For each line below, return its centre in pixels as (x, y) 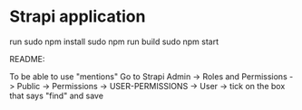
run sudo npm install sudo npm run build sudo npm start (114, 41)
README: (27, 59)
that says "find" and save (57, 96)
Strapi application (78, 17)
